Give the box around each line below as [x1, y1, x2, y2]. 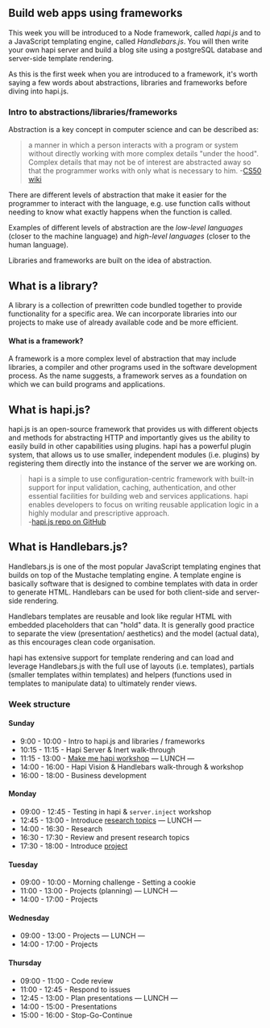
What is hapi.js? [8, 403, 91, 417]
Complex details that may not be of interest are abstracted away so [27, 157, 251, 168]
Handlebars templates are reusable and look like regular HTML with [8, 611, 232, 621]
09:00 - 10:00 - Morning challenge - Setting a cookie [19, 877, 196, 887]
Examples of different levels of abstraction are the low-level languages [8, 223, 243, 233]
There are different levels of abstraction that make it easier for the [8, 190, 227, 200]
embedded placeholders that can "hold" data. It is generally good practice [8, 620, 255, 629]
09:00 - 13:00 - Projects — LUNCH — [19, 931, 145, 941]
